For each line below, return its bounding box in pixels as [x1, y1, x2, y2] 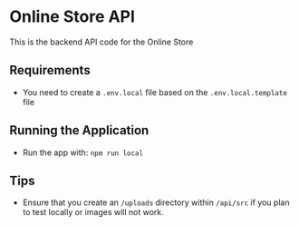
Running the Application [9, 123, 149, 138]
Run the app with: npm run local [22, 147, 143, 158]
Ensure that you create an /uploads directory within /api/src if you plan [22, 197, 290, 208]
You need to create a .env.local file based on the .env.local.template [22, 86, 288, 97]
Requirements [9, 63, 91, 78]
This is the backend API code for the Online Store [9, 36, 194, 47]
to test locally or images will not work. [22, 207, 165, 218]
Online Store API [9, 6, 136, 27]
